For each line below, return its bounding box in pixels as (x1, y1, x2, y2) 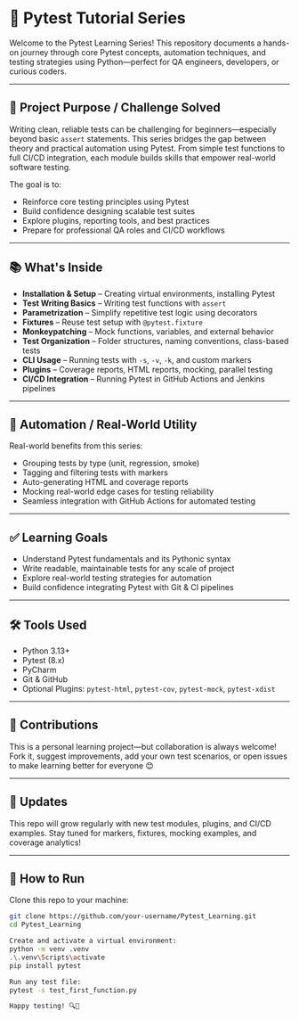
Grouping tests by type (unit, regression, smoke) (21, 458, 200, 469)
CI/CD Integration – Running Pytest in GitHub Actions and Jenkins (21, 374, 265, 384)
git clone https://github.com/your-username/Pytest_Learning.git (9, 912, 256, 921)
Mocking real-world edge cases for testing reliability (21, 486, 214, 497)
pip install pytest (9, 961, 82, 970)
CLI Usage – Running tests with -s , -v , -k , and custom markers (21, 354, 252, 365)
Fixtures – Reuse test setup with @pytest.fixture (21, 316, 203, 327)
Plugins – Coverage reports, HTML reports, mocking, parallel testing (21, 364, 273, 374)
